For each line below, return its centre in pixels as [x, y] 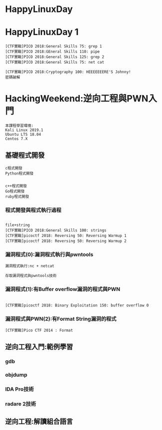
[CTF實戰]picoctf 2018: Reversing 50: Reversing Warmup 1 [66, 236]
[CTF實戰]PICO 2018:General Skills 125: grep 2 [55, 57]
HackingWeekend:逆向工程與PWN [77, 99]
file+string [17, 225]
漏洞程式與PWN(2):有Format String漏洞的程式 [61, 318]
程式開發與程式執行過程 [33, 210]
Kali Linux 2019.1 [24, 130]
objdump [16, 375]
